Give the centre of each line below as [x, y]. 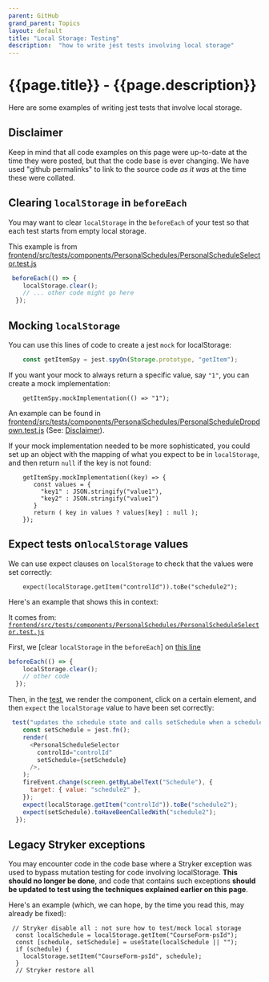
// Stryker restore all [55, 971]
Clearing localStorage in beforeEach [98, 203]
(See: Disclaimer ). [75, 430]
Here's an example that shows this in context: [83, 601]
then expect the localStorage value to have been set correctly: [111, 708]
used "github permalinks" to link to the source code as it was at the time [127, 169]
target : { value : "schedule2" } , [85, 790]
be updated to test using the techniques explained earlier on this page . [128, 890]
